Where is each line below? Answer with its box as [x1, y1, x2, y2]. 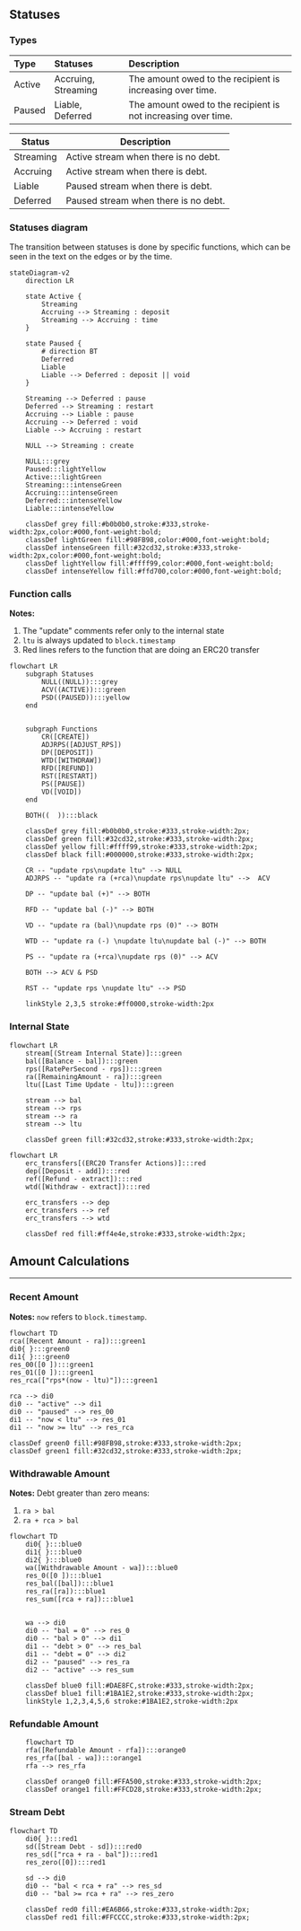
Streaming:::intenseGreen [25, 480, 123, 489]
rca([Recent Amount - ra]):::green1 [9, 1337, 146, 1346]
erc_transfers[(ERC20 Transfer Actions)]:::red [25, 1158, 206, 1168]
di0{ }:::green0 [9, 1344, 70, 1354]
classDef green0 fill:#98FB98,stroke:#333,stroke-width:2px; [9, 1438, 243, 1448]
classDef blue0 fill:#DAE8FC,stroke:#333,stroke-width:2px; [25, 1681, 254, 1690]
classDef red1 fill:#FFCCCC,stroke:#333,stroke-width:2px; [25, 1912, 251, 1922]
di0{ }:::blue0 [25, 1540, 82, 1549]
